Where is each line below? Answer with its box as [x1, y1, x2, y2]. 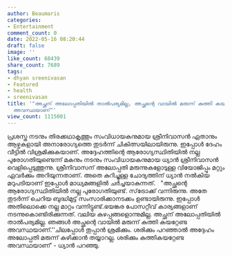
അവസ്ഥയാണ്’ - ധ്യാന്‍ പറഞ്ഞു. [7, 241, 100, 249]
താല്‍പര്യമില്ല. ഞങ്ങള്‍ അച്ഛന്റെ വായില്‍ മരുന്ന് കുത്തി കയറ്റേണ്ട [7, 217, 188, 226]
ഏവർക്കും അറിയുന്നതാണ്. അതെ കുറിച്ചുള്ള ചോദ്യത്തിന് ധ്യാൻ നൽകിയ [7, 171, 210, 179]
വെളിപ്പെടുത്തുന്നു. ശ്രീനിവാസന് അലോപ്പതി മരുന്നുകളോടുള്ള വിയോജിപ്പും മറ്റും [7, 163, 225, 172]
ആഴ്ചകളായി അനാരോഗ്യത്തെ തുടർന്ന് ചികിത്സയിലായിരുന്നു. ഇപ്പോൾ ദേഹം [7, 140, 222, 148]
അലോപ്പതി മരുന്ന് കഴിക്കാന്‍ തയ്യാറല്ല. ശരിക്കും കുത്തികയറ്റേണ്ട [7, 233, 184, 241]
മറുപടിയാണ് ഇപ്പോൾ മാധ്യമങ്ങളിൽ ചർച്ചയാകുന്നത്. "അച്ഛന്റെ [7, 179, 188, 187]
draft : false [7, 42, 45, 49]
